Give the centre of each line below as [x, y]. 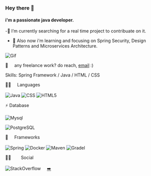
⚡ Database [17, 105]
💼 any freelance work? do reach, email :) [49, 65]
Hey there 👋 [20, 8]
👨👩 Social [19, 157]
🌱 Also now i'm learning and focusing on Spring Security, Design [79, 41]
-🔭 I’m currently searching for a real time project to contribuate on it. [76, 31]
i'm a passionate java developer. [40, 20]
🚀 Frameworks [23, 137]
